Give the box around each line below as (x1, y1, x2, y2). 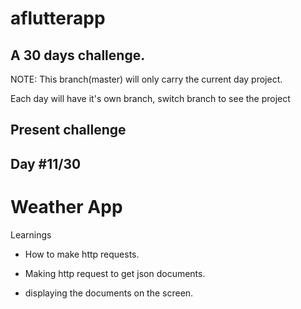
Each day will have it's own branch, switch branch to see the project (10, 93, 291, 104)
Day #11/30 (10, 155, 82, 172)
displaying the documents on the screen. (24, 287, 194, 299)
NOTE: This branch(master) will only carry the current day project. (10, 73, 283, 85)
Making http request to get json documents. (24, 267, 206, 279)
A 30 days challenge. (10, 47, 146, 64)
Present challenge (10, 122, 127, 139)
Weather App (10, 195, 123, 218)
